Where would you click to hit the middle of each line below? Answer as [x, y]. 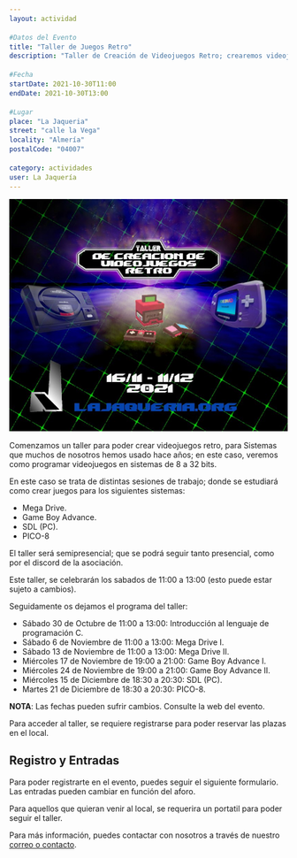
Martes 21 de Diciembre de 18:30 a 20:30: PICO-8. [114, 689]
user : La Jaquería [43, 177]
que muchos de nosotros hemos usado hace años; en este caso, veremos [144, 455]
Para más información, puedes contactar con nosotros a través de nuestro [145, 835]
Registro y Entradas [65, 761]
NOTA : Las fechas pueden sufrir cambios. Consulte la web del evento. [137, 706]
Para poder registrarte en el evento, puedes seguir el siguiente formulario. [144, 782]
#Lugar [21, 112]
